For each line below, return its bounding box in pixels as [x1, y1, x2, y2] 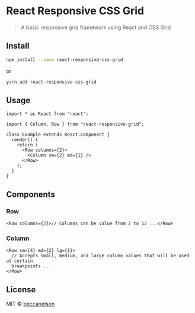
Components [6, 189, 55, 199]
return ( [17, 142, 39, 148]
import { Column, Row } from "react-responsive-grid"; [6, 122, 145, 127]
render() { [11, 137, 39, 143]
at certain [6, 258, 33, 264]
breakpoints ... [11, 263, 52, 269]
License [6, 285, 36, 295]
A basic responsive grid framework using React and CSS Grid [20, 24, 171, 31]
